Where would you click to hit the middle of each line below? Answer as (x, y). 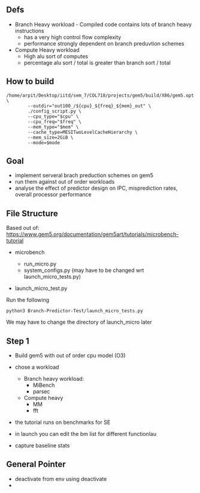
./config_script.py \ (55, 111)
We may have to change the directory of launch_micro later (79, 322)
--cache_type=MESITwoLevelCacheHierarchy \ (83, 132)
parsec (41, 392)
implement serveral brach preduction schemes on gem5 (84, 175)
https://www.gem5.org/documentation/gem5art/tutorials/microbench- (93, 234)
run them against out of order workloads (65, 182)
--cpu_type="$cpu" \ (53, 116)
